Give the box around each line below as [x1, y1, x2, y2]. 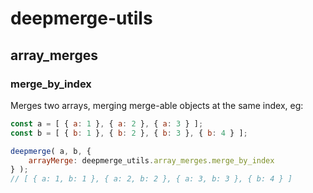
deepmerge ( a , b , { [10, 146, 92, 156]
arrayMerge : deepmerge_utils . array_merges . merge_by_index [28, 155, 275, 166]
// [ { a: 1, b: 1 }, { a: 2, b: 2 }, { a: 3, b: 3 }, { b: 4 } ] [10, 174, 293, 184]
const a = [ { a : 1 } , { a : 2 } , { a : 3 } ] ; [10, 118, 204, 129]
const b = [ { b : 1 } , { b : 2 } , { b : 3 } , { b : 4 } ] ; [10, 128, 248, 138]
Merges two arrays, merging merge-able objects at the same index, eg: [10, 99, 304, 111]
